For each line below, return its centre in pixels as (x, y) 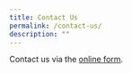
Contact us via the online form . (66, 60)
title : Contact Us (44, 17)
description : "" (40, 34)
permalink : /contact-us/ (56, 26)
